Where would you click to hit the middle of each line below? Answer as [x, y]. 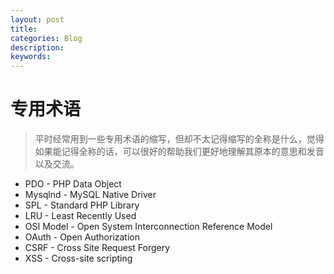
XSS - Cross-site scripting [78, 258]
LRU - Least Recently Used [80, 216]
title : [24, 29]
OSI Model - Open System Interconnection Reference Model [148, 227]
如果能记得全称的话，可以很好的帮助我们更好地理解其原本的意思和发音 [179, 152]
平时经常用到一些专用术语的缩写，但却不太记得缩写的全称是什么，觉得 [179, 139]
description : [37, 47]
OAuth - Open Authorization [82, 237]
